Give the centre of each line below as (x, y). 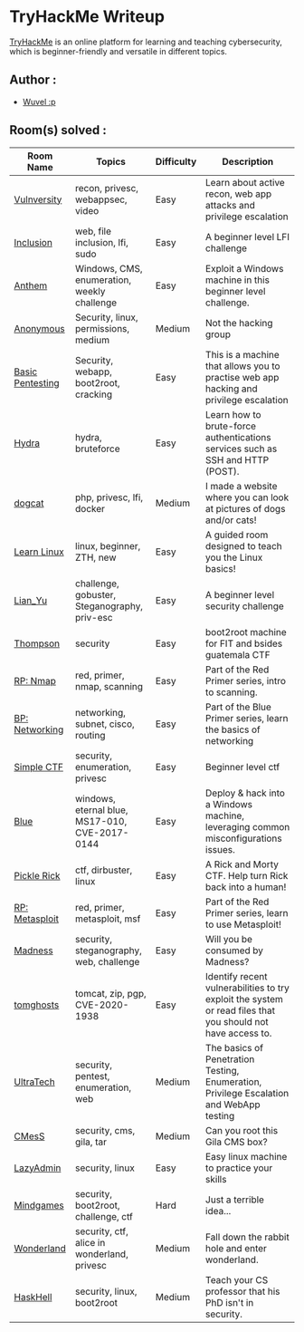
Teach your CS (237, 1279)
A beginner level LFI (247, 236)
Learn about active (245, 182)
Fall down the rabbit (247, 1237)
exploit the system (244, 999)
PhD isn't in (229, 1302)
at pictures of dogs (245, 508)
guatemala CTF (237, 654)
